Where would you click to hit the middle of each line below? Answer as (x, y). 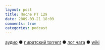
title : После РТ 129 (26, 14)
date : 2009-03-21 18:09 (30, 19)
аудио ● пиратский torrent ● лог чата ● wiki (52, 42)
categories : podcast (26, 28)
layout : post (19, 10)
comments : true (21, 24)
